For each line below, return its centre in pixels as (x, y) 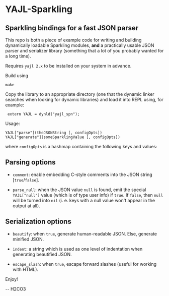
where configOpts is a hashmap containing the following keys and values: (81, 146)
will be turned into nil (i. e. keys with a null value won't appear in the (83, 200)
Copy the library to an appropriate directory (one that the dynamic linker (80, 94)
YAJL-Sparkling (39, 9)
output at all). (26, 206)
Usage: (13, 124)
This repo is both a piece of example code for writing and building (73, 40)
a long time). (18, 56)
